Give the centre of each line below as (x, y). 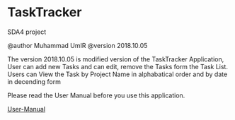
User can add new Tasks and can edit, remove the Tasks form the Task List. (118, 66)
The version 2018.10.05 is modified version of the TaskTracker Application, (116, 59)
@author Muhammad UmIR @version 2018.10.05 (78, 45)
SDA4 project (27, 32)
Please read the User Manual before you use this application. (96, 95)
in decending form (34, 81)
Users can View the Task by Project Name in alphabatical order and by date (117, 74)
